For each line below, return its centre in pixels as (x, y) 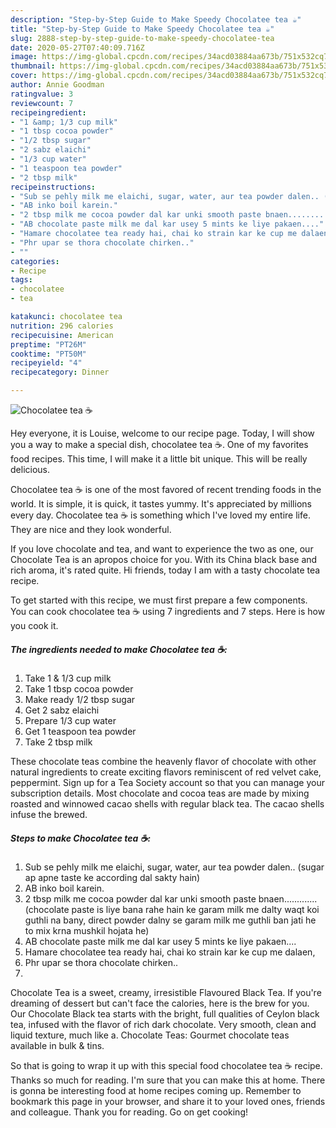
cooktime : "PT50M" (48, 354)
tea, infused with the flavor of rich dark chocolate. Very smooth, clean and (163, 1024)
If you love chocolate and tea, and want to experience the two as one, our (162, 549)
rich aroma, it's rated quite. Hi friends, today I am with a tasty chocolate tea (165, 570)
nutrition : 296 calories (62, 326)
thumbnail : (33, 66)
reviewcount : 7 (42, 103)
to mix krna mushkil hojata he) (87, 930)
